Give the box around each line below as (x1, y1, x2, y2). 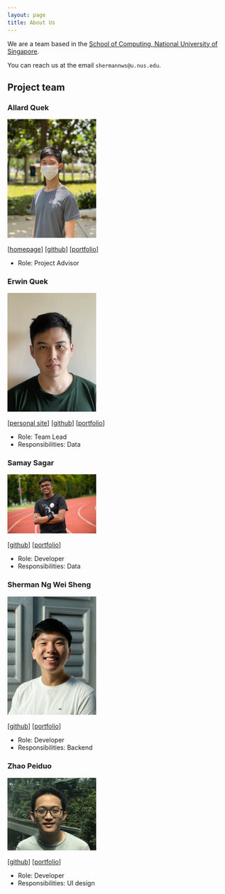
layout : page (7, 11, 46, 18)
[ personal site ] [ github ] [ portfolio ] (7, 418, 105, 427)
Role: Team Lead (17, 432, 67, 441)
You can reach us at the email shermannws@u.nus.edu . (7, 60, 161, 69)
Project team (7, 81, 65, 93)
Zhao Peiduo (7, 761, 52, 771)
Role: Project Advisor (17, 258, 79, 267)
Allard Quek (7, 102, 50, 112)
